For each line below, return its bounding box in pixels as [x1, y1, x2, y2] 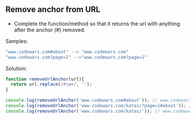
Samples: [5, 37, 28, 44]
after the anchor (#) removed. [13, 26, 86, 33]
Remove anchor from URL [5, 5, 101, 15]
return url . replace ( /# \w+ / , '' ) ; [11, 82, 92, 87]
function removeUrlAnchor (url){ [5, 76, 84, 82]
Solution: [5, 65, 27, 72]
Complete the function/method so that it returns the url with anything [13, 20, 180, 27]
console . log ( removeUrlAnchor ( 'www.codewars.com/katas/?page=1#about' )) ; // [5, 103, 194, 109]
